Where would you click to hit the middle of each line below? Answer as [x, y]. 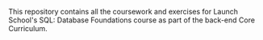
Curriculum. [28, 28]
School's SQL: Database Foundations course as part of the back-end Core [132, 20]
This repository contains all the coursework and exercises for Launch [123, 12]
